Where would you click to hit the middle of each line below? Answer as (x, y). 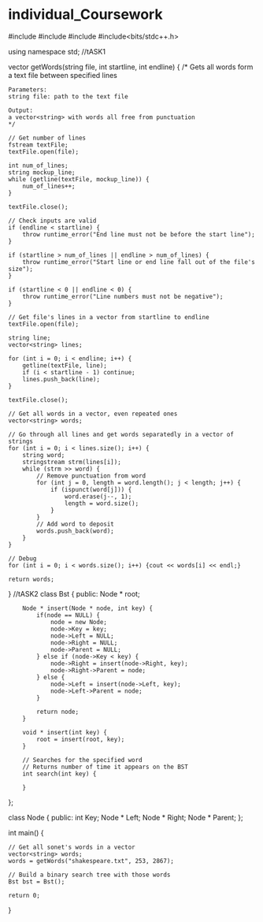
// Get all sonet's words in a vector (72, 847)
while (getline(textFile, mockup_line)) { (79, 179)
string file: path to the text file (68, 96)
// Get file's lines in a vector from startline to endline (109, 317)
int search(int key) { (59, 774)
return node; (58, 712)
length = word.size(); (102, 503)
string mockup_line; (42, 172)
